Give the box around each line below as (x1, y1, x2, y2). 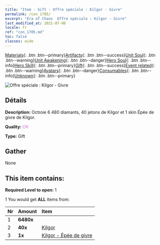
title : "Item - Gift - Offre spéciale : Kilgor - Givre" (5, 7, 123, 12)
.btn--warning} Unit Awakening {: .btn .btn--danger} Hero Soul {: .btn (5, 57, 139, 63)
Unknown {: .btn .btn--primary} (14, 72, 76, 78)
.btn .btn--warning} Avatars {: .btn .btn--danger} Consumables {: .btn (5, 68, 139, 73)
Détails (5, 96, 27, 105)
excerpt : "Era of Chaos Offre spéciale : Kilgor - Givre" (5, 16, 127, 21)
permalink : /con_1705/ (5, 12, 51, 17)
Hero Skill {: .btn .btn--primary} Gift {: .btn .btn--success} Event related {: (14, 62, 155, 68)
